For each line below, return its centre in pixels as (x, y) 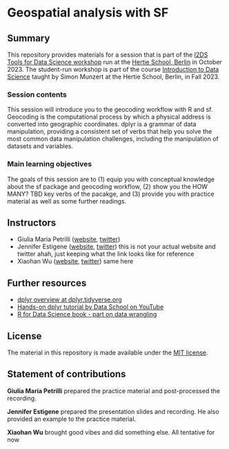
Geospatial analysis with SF (88, 13)
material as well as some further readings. (67, 201)
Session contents (37, 94)
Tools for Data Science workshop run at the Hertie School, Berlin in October (115, 62)
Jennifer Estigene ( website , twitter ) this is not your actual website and (116, 247)
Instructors (32, 222)
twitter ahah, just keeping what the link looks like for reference (106, 254)
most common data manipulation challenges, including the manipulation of (113, 139)
